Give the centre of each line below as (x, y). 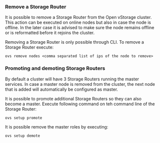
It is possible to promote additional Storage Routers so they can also (73, 98)
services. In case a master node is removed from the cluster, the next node (80, 84)
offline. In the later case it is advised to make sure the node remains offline (80, 28)
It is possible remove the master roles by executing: (57, 127)
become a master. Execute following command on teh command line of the (80, 104)
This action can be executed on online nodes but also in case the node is (78, 22)
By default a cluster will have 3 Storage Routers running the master (72, 79)
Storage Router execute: (29, 48)
